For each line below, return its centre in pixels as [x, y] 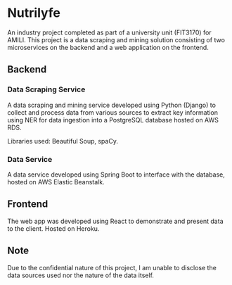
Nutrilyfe [34, 13]
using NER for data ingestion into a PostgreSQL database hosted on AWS [113, 120]
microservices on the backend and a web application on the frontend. [108, 47]
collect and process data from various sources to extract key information [113, 112]
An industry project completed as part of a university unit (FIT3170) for [110, 32]
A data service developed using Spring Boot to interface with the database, [116, 175]
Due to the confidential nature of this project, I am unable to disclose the [112, 267]
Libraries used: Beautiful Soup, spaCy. [63, 141]
